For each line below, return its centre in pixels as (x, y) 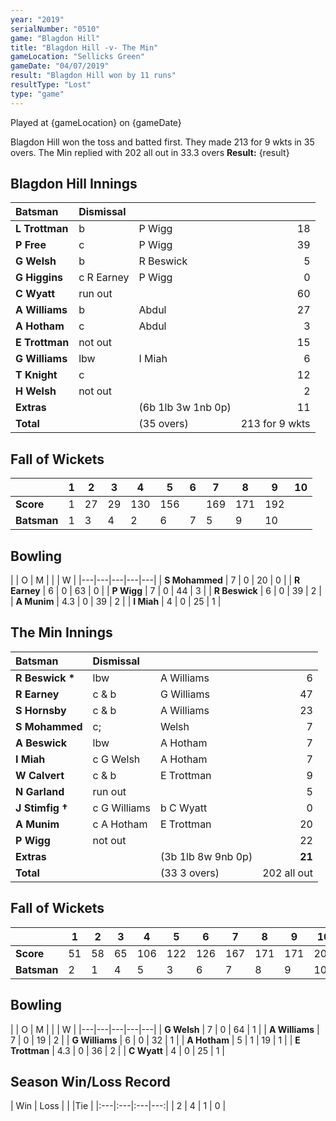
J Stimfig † (41, 808)
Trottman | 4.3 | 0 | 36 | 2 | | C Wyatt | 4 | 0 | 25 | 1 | (117, 1050)
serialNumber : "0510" (55, 29)
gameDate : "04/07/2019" (60, 66)
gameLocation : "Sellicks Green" (77, 57)
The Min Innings (61, 632)
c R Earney (104, 278)
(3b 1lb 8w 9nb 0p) (206, 856)
